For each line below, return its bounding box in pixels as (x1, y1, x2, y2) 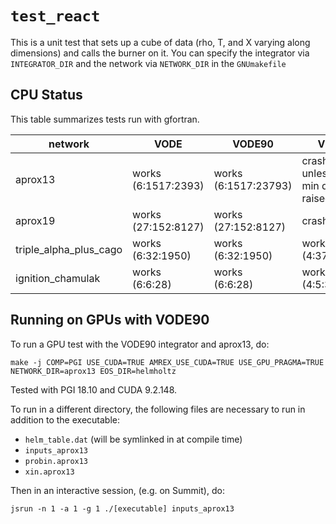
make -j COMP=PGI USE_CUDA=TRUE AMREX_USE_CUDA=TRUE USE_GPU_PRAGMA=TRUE (10, 357, 325, 367)
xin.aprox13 (24, 467, 75, 477)
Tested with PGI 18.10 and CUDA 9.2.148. (10, 383, 178, 396)
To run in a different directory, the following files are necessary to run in (10, 403, 306, 415)
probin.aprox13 (24, 456, 89, 466)
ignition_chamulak (15, 271, 101, 285)
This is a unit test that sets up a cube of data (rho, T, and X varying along (10, 36, 311, 48)
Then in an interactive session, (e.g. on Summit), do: (10, 484, 225, 496)
